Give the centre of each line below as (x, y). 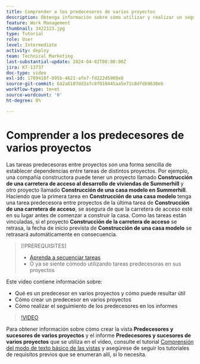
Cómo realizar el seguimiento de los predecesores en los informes (96, 306)
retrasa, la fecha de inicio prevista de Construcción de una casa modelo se (99, 228)
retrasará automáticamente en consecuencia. (62, 234)
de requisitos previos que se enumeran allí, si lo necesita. (76, 354)
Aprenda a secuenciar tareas (65, 257)
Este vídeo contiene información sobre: (54, 282)
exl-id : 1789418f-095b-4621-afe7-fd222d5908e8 (65, 78)
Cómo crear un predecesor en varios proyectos (73, 300)
